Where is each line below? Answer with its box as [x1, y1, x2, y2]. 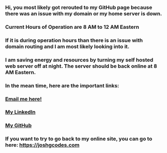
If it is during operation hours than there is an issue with [5, 37, 143, 44]
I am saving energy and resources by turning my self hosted [5, 56, 154, 63]
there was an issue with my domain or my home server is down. [5, 10, 162, 17]
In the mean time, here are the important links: [5, 82, 120, 89]
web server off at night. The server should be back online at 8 [5, 63, 158, 70]
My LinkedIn [5, 109, 36, 116]
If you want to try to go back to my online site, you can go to [5, 136, 153, 143]
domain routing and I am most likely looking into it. [5, 43, 130, 50]
